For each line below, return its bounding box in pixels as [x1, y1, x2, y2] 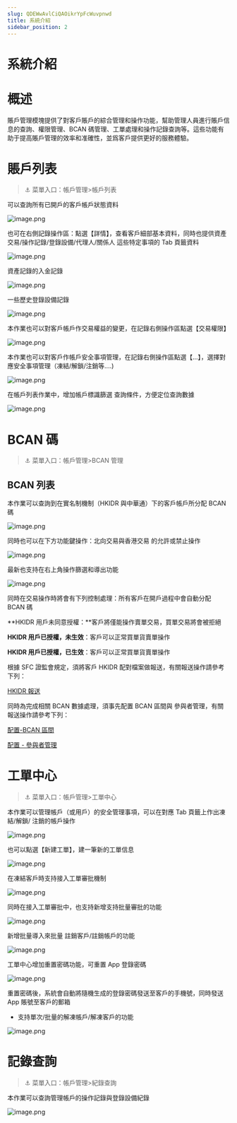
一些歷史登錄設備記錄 [7, 295, 69, 304]
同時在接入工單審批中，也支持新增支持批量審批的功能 [7, 902, 162, 912]
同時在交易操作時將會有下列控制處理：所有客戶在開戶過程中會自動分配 [7, 594, 212, 603]
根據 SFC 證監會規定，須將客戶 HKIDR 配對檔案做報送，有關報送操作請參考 [7, 663, 224, 671]
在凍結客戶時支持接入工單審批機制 [7, 874, 107, 883]
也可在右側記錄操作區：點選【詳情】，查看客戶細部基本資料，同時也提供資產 [7, 229, 227, 237]
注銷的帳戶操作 [32, 817, 76, 825]
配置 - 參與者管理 [7, 741, 58, 749]
